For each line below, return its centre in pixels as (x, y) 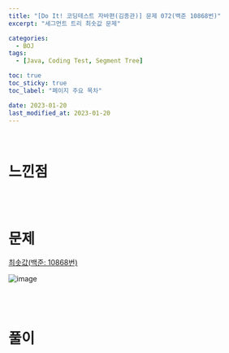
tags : (17, 54)
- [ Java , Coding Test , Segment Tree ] (80, 61)
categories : (28, 38)
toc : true (25, 76)
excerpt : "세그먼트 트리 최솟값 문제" (65, 24)
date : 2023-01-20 (38, 105)
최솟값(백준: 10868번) (43, 263)
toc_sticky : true (38, 83)
